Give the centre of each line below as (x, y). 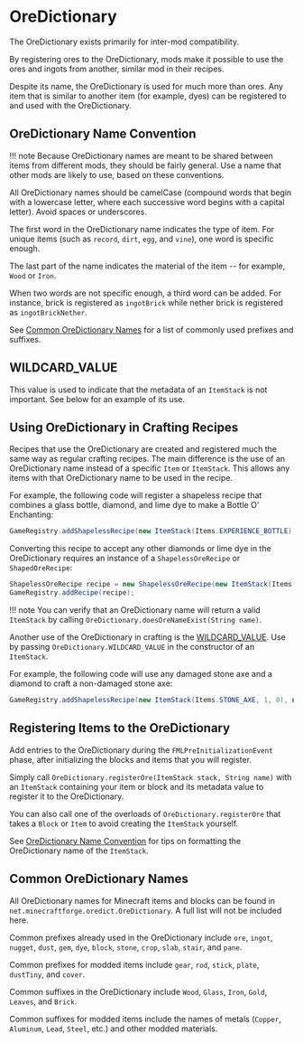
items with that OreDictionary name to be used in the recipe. (121, 478)
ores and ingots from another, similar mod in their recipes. (117, 69)
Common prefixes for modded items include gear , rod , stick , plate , (134, 964)
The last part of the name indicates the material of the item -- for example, (147, 266)
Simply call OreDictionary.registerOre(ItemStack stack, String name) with (151, 777)
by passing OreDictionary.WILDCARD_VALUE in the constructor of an (132, 647)
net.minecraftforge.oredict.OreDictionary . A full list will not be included (146, 910)
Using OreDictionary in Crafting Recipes (124, 427)
